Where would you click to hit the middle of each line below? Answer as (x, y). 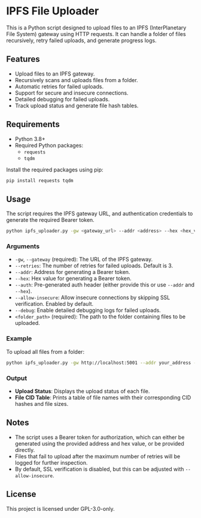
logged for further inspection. (51, 462)
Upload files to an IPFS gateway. (55, 74)
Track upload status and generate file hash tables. (77, 106)
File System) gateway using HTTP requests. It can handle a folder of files (96, 34)
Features (23, 59)
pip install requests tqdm (40, 180)
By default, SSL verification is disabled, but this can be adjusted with (99, 469)
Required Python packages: (49, 145)
